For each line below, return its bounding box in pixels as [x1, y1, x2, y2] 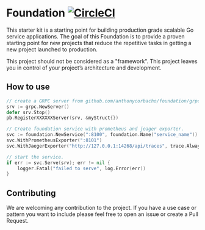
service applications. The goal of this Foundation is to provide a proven [6, 32, 185, 40]
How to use [6, 82, 50, 92]
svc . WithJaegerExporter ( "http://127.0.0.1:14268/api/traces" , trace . [6, 143, 187, 149]
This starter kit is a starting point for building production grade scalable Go [6, 26, 194, 34]
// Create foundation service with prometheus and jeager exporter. [6, 126, 184, 132]
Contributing [6, 188, 56, 198]
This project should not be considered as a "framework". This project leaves [6, 57, 198, 65]
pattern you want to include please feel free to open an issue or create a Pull [6, 210, 198, 218]
